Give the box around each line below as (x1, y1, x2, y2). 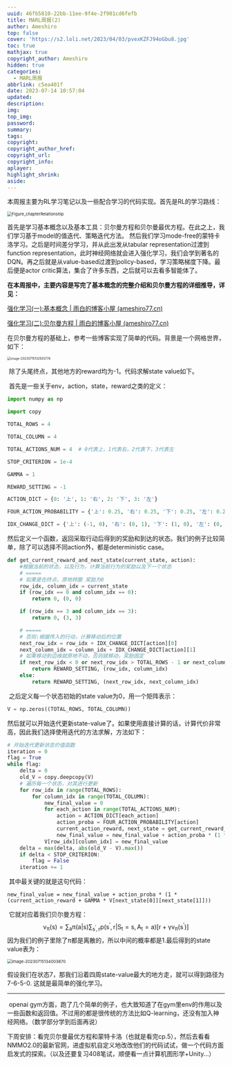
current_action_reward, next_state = (56, 825, 166, 832)
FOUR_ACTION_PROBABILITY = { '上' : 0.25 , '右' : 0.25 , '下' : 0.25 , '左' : (7, 509, 214, 516)
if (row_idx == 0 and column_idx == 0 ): (19, 589, 137, 596)
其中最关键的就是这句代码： (8, 877, 88, 886)
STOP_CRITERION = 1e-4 (7, 458, 72, 465)
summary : (7, 126, 32, 133)
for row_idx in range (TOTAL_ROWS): (19, 786, 122, 793)
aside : (7, 177, 26, 184)
